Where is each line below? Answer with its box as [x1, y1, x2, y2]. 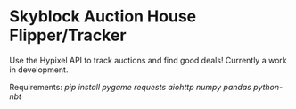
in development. [9, 64, 69, 75]
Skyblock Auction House [9, 6, 197, 27]
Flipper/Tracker [9, 25, 127, 46]
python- [253, 81, 284, 92]
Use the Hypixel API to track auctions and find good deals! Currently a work [9, 54, 287, 65]
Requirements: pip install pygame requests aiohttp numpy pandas [9, 81, 252, 92]
